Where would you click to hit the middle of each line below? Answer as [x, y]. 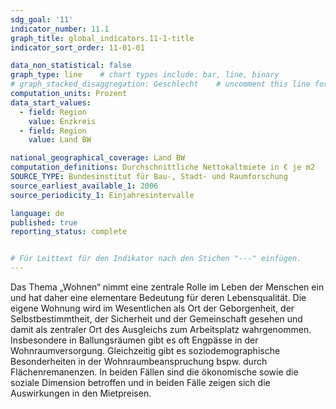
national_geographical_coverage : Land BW [98, 158]
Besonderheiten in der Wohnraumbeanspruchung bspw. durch [139, 361]
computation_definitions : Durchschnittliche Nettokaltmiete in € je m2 [162, 167]
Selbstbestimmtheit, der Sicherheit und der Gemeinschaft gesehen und [156, 319]
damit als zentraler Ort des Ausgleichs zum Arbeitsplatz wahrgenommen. [161, 329]
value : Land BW [60, 140]
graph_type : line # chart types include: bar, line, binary [145, 75]
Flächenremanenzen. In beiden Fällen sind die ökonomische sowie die [154, 372]
